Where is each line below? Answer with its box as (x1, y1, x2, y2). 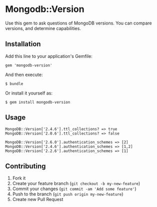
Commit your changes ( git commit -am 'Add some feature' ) (12, 186, 136, 192)
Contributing (5, 161, 46, 170)
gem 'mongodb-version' (5, 62, 52, 68)
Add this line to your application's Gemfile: (5, 53, 92, 59)
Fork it (12, 175, 26, 181)
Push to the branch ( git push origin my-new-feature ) (12, 191, 123, 197)
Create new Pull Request (12, 196, 63, 202)
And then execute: (5, 71, 43, 77)
